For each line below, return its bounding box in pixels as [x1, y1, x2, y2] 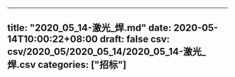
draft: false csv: [99, 33, 170, 45]
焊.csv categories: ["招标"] [7, 59, 127, 71]
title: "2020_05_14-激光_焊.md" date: [7, 22, 172, 34]
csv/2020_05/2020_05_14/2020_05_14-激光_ [7, 46, 206, 58]
